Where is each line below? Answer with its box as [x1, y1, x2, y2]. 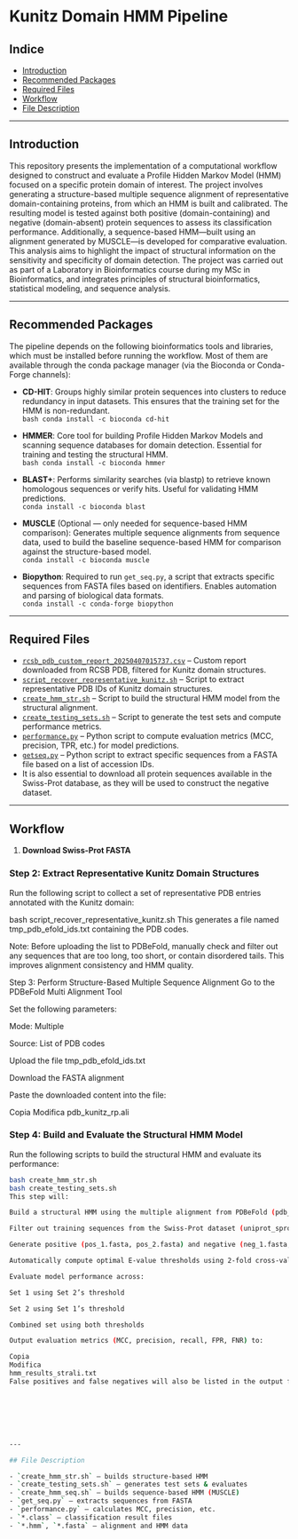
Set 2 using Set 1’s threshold [9, 1304, 125, 1313]
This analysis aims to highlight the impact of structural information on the [9, 245, 277, 256]
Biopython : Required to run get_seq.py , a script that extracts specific [21, 571, 275, 582]
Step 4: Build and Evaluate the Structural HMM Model [9, 1129, 244, 1141]
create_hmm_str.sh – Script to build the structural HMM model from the [21, 693, 281, 703]
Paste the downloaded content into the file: [9, 1090, 167, 1100]
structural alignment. [21, 702, 98, 713]
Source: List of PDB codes [9, 1037, 106, 1049]
